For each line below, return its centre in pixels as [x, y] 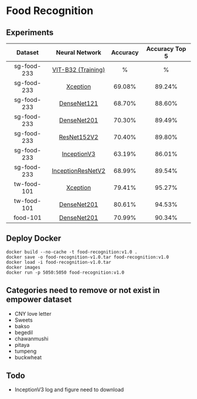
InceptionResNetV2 [79, 171]
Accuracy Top [166, 49]
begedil [24, 332]
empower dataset [39, 300]
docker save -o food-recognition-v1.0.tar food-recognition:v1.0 [87, 257]
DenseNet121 [79, 103]
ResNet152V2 [79, 137]
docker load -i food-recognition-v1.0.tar [59, 262]
